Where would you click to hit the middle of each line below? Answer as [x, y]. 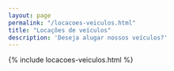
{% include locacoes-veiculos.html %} [71, 60]
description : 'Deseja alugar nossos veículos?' [88, 37]
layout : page [30, 15]
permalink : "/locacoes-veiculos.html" [72, 23]
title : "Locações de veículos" [60, 30]
